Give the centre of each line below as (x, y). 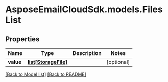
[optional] (118, 62)
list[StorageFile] (47, 62)
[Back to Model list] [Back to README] (46, 74)
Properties (22, 39)
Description (87, 53)
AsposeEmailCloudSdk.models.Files (84, 9)
